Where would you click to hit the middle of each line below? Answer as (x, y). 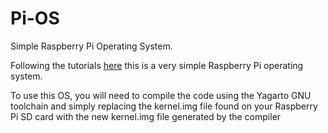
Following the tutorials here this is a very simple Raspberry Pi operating (157, 65)
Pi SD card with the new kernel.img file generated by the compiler (146, 116)
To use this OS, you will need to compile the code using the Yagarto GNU (161, 95)
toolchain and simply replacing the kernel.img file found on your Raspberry (164, 106)
